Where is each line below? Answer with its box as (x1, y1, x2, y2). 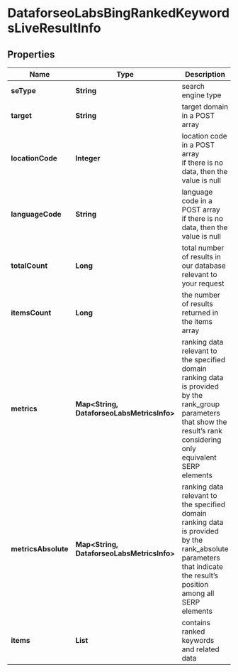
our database (181, 261, 227, 271)
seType (11, 86, 37, 95)
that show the (181, 417, 227, 427)
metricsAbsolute (11, 544, 69, 553)
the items (181, 317, 213, 326)
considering (181, 435, 222, 445)
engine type (181, 90, 222, 100)
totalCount (11, 261, 48, 271)
